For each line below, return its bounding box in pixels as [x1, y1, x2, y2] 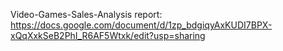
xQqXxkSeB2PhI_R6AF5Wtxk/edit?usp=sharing [10, 30, 206, 41]
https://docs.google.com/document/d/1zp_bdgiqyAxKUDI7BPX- [10, 19, 273, 31]
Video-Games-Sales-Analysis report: [10, 9, 163, 20]
